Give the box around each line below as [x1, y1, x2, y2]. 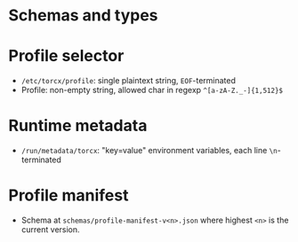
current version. [20, 224, 81, 235]
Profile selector [8, 46, 125, 66]
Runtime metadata [8, 116, 148, 136]
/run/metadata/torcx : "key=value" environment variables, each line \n [20, 145, 278, 156]
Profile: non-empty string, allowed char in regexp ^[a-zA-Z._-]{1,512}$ [20, 85, 284, 96]
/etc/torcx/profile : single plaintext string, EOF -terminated [20, 75, 237, 86]
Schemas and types [8, 5, 158, 26]
